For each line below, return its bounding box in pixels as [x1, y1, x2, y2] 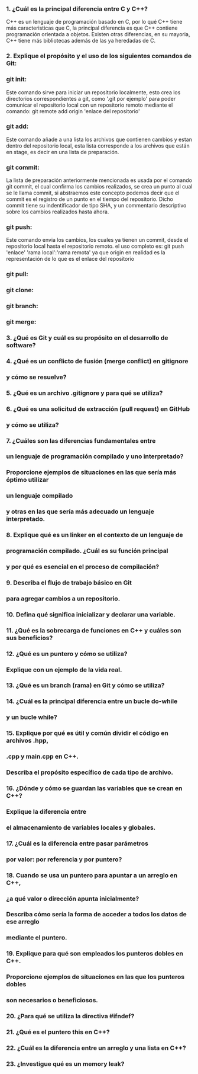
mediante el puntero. [6, 934, 67, 942]
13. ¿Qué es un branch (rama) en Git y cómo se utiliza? [6, 681, 165, 689]
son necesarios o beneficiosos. [6, 996, 99, 1005]
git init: [6, 75, 27, 84]
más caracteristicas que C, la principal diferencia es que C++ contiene [6, 24, 178, 31]
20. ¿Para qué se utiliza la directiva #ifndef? [6, 1012, 135, 1021]
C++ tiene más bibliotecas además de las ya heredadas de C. [6, 37, 155, 44]
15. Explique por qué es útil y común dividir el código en [6, 729, 168, 737]
